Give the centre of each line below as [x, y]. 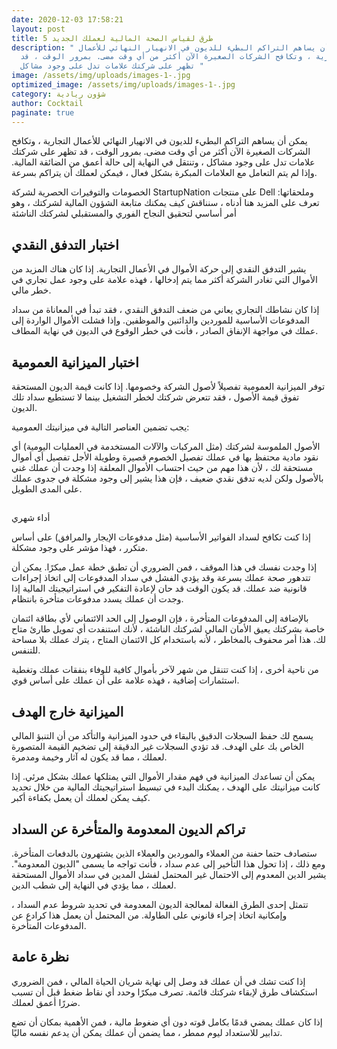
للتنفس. [26, 650]
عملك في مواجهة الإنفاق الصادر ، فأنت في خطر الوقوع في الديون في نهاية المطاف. [165, 331]
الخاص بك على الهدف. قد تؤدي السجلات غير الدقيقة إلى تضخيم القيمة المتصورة [157, 747]
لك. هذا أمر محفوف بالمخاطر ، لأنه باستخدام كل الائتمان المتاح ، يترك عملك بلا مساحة [169, 640]
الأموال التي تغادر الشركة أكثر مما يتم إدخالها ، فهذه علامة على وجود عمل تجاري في [164, 280]
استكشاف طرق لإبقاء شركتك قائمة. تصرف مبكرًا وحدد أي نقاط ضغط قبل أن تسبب [164, 992]
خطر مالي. [31, 290]
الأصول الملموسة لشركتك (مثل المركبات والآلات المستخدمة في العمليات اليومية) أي [166, 446]
